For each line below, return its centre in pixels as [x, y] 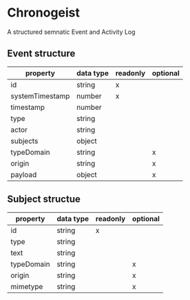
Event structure [41, 54]
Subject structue [44, 199]
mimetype [27, 286]
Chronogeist [44, 13]
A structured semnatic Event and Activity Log [71, 32]
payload [24, 174]
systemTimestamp [40, 96]
